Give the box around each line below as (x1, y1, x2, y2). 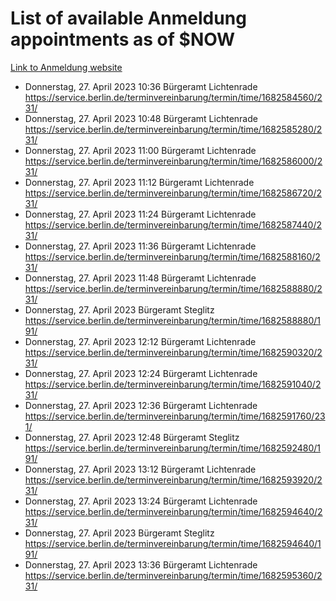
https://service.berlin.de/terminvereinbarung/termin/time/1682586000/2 (24, 155, 323, 167)
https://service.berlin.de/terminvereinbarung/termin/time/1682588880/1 (24, 314, 321, 326)
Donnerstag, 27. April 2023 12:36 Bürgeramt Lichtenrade (24, 399, 258, 411)
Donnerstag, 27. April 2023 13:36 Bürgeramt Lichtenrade (24, 558, 258, 571)
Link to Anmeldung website (10, 61, 123, 73)
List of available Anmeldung (10, 7, 247, 30)
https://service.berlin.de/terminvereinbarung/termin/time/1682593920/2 (24, 473, 323, 486)
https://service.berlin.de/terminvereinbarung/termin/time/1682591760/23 (24, 410, 326, 422)
